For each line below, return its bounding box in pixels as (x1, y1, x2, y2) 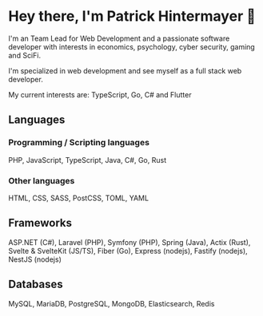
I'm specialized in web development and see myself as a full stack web (8, 65, 242, 75)
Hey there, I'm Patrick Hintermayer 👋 (8, 7, 256, 26)
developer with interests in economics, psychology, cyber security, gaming (8, 41, 256, 51)
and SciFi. (8, 50, 42, 60)
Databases (8, 278, 64, 291)
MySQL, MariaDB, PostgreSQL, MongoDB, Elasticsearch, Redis (8, 298, 215, 308)
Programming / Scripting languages (8, 137, 150, 148)
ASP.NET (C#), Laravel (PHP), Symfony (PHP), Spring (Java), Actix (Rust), (8, 237, 251, 247)
